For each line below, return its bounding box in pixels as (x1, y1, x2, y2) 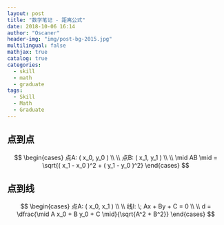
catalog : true (7, 55, 48, 62)
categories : (7, 61, 41, 68)
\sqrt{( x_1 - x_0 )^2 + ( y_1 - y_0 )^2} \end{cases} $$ (42, 161, 190, 169)
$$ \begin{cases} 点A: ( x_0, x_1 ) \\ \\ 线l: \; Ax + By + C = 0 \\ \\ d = (20, 202, 212, 211)
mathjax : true (7, 49, 48, 56)
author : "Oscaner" (7, 29, 60, 37)
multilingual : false (7, 42, 67, 49)
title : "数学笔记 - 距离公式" (7, 17, 86, 23)
